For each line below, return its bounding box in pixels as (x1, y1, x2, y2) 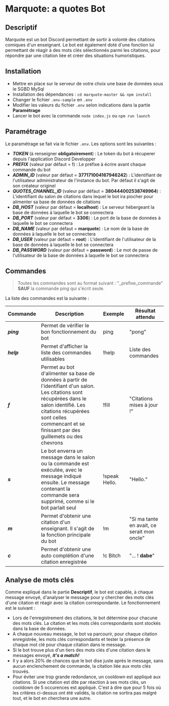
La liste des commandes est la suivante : (5, 296, 90, 302)
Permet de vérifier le (41, 322, 90, 329)
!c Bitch (103, 552, 121, 559)
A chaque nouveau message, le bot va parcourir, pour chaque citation (12, 631, 157, 637)
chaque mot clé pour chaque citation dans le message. (12, 641, 127, 648)
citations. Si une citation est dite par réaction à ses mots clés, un (12, 679, 146, 685)
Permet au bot (41, 364, 74, 371)
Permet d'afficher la (41, 343, 88, 350)
